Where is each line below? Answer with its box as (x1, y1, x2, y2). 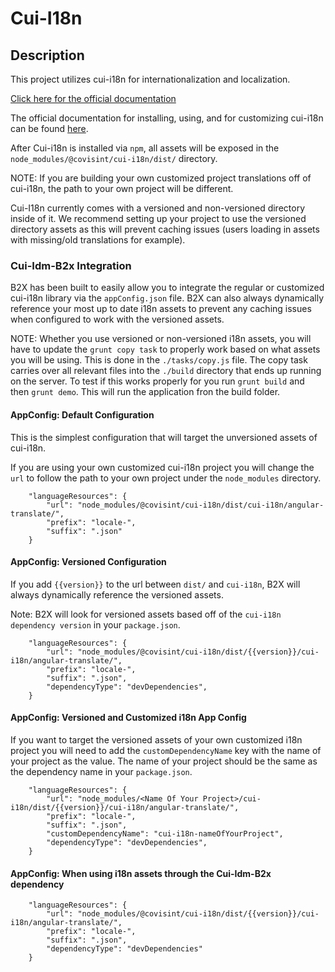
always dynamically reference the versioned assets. (10, 588, 224, 601)
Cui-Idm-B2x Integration (10, 258, 132, 272)
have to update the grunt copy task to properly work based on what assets (10, 343, 321, 356)
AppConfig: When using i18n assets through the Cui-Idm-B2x (10, 867, 272, 879)
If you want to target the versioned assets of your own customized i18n (10, 733, 303, 746)
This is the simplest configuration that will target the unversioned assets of (10, 431, 318, 443)
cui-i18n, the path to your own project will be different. (10, 183, 234, 194)
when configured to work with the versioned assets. (10, 313, 225, 326)
